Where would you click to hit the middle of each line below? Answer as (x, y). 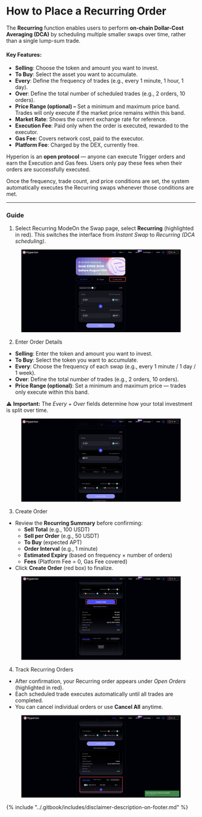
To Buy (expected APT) (53, 542)
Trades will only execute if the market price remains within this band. (100, 113)
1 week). (25, 373)
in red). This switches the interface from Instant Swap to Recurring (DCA (105, 235)
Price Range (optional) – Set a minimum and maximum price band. (97, 106)
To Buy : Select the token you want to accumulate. (76, 360)
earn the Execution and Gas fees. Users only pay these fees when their (94, 163)
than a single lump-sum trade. (44, 40)
